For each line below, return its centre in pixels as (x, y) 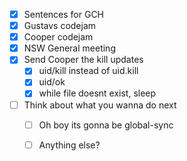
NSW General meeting (69, 48)
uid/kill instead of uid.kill (88, 71)
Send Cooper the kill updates (83, 60)
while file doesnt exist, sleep (97, 93)
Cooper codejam (58, 37)
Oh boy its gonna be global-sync (106, 125)
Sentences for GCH (64, 14)
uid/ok (52, 82)
